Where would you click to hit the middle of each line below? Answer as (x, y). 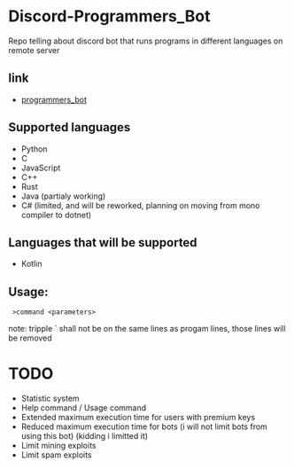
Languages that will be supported (103, 242)
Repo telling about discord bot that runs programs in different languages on (146, 41)
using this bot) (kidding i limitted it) (84, 436)
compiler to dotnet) (56, 215)
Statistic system (50, 399)
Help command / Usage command (84, 408)
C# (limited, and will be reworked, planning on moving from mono (140, 205)
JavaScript (41, 168)
